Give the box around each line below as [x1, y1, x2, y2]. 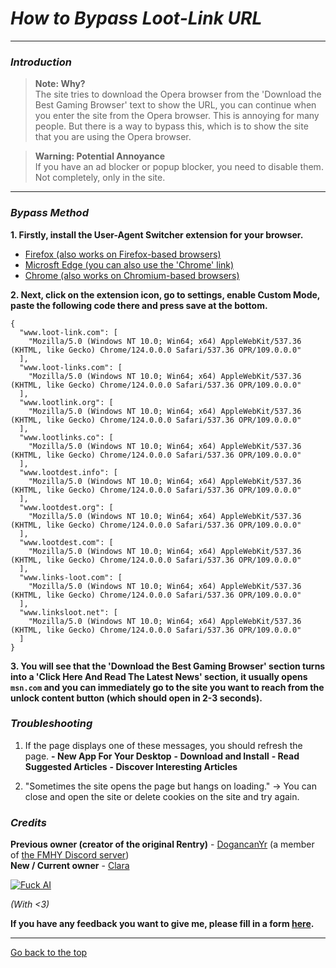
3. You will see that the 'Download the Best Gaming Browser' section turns [10, 660, 326, 672]
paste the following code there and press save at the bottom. [10, 299, 268, 311]
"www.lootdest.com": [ [19, 537, 114, 547]
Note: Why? [34, 78, 86, 90]
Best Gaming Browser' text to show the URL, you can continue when [34, 99, 317, 111]
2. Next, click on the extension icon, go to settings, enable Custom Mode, [10, 288, 321, 301]
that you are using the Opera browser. [34, 131, 192, 143]
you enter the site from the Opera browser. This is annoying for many [34, 110, 320, 122]
